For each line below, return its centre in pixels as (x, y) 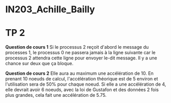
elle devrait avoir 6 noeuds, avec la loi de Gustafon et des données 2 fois (82, 90)
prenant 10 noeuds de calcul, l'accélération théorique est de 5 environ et (82, 79)
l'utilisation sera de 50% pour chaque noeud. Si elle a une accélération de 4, (86, 84)
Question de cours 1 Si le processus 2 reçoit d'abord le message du (77, 47)
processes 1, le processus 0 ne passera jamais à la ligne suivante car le (80, 53)
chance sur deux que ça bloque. (39, 64)
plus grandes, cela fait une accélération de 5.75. (56, 95)
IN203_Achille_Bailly (50, 9)
